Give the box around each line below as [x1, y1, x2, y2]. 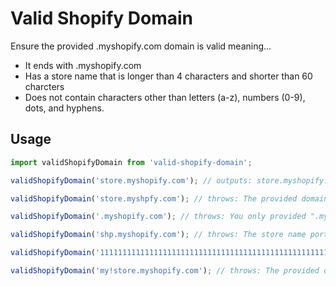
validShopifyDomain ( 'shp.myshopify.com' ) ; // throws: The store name [10, 230, 307, 240]
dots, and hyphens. [24, 102, 105, 114]
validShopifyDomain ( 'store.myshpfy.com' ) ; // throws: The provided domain [10, 193, 329, 204]
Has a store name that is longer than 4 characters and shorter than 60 [24, 70, 313, 82]
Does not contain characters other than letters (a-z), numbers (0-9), [24, 91, 306, 103]
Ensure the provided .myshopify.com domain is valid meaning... [10, 40, 272, 52]
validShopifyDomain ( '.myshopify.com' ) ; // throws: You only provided [10, 212, 307, 222]
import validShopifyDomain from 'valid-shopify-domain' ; [10, 157, 253, 167]
